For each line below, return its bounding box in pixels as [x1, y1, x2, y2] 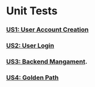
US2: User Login [6, 42, 54, 50]
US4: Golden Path [6, 73, 59, 82]
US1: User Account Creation [6, 26, 89, 34]
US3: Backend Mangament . [6, 57, 88, 66]
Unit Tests [6, 4, 58, 18]
